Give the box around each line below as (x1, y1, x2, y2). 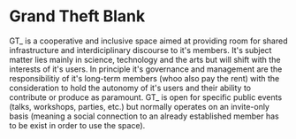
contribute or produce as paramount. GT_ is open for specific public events (9, 91, 283, 103)
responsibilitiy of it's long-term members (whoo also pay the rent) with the (9, 73, 280, 83)
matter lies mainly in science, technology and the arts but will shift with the (9, 54, 281, 65)
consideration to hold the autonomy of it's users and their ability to (9, 82, 252, 93)
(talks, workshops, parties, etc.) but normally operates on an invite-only (9, 101, 269, 112)
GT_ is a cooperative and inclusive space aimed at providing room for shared (9, 35, 288, 46)
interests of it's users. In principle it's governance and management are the (9, 64, 283, 74)
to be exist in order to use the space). (9, 120, 146, 130)
